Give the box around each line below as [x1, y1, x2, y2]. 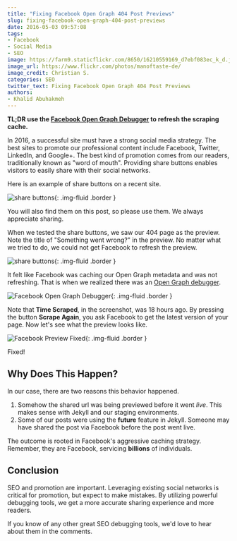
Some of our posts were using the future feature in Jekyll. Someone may [17, 415, 230, 424]
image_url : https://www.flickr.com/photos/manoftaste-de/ [7, 63, 181, 70]
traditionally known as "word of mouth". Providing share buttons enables [7, 159, 218, 166]
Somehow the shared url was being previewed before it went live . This [17, 400, 222, 409]
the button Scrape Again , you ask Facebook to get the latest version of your [7, 313, 229, 321]
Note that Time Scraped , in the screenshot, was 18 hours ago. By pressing [7, 305, 224, 314]
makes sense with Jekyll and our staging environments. [17, 408, 180, 416]
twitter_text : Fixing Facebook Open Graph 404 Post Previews [7, 83, 191, 90]
